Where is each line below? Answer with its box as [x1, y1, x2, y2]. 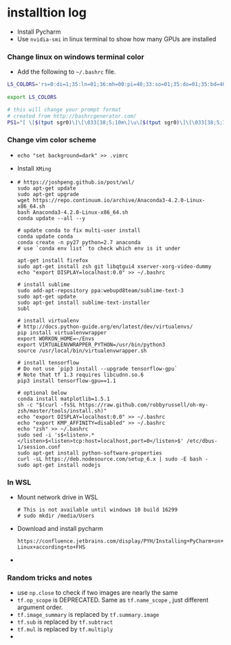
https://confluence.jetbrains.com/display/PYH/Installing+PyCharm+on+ [16, 538, 224, 545]
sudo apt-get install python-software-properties [16, 449, 163, 457]
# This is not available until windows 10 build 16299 [16, 507, 178, 514]
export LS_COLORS [7, 94, 57, 100]
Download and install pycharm [16, 525, 103, 533]
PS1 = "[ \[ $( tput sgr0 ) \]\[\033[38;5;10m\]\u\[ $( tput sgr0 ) [7, 119, 180, 126]
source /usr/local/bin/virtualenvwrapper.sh [16, 347, 147, 354]
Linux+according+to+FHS [16, 544, 86, 551]
